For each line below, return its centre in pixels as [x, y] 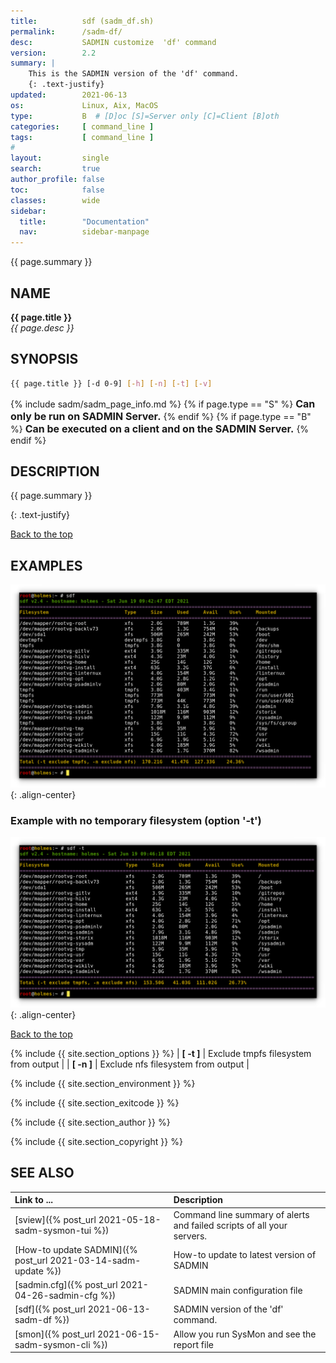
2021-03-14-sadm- [95, 1260]
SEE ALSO [42, 1173]
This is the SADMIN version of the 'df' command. [134, 74]
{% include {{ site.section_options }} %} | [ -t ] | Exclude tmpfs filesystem [161, 1054]
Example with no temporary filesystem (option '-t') [136, 821]
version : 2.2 [53, 53]
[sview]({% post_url [55, 1220]
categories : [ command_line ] [82, 126]
